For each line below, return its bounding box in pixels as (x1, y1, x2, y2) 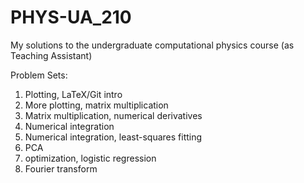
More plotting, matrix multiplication (24, 99, 169, 111)
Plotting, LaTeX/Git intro (24, 88, 123, 100)
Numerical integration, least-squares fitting (24, 131, 203, 143)
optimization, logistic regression (24, 152, 157, 164)
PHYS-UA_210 (10, 6, 132, 29)
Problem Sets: (10, 69, 68, 81)
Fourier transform (24, 162, 98, 175)
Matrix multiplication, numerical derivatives (24, 109, 203, 121)
